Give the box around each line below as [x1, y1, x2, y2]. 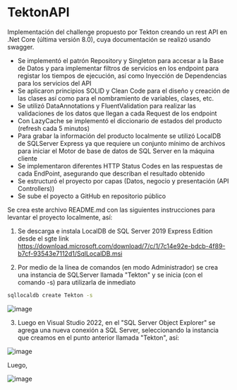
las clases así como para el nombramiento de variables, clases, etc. [17, 93, 214, 103]
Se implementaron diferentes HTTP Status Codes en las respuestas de [17, 161, 224, 170]
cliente [17, 154, 37, 163]
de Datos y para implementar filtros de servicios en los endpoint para [17, 64, 219, 72]
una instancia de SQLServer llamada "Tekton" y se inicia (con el [17, 270, 203, 279]
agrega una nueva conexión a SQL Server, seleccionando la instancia [17, 326, 219, 334]
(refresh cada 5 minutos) [17, 124, 90, 132]
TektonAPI [7, 4, 70, 21]
